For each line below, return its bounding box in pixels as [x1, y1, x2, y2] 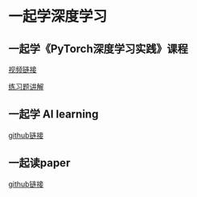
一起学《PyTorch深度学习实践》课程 [8, 42, 189, 55]
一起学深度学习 [8, 7, 108, 26]
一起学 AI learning [8, 108, 99, 121]
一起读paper [8, 156, 71, 170]
